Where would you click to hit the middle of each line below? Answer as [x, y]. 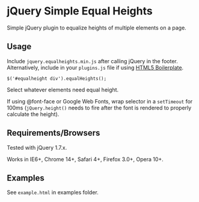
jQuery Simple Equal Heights [80, 11]
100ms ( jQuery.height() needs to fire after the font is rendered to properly [99, 108]
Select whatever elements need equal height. [63, 90]
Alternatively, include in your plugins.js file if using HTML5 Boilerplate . [95, 67]
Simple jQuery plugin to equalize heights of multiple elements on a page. [97, 28]
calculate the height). [33, 114]
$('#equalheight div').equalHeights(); [57, 78]
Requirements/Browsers [54, 133]
